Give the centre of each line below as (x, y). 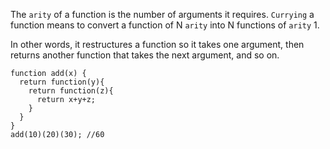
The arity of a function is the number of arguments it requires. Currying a (162, 14)
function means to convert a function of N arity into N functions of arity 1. (165, 25)
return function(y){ (62, 82)
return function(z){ (71, 91)
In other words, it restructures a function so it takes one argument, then (157, 44)
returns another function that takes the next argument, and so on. (145, 55)
